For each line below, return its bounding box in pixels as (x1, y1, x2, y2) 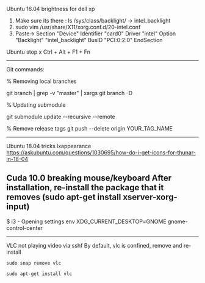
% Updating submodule (6, 101, 66, 109)
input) (6, 201, 30, 212)
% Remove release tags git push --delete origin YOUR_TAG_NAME (6, 125, 173, 132)
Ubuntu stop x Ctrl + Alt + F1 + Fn (6, 48, 90, 56)
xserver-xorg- (123, 192, 178, 202)
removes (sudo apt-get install (6, 192, 121, 202)
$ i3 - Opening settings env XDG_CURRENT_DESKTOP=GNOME (6, 218, 167, 225)
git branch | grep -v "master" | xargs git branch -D (6, 90, 133, 96)
